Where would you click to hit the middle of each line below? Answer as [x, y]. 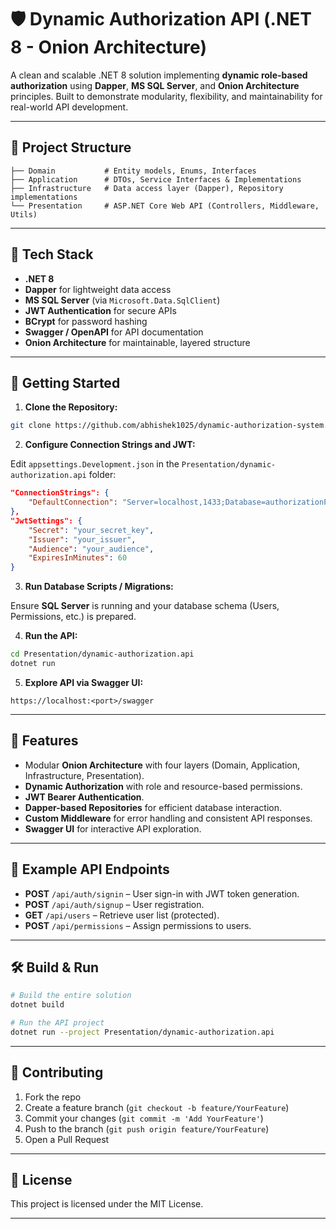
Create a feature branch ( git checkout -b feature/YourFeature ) [157, 1107]
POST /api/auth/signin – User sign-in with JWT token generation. [162, 893]
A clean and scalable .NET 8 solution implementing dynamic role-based [159, 75]
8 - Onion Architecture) [108, 47]
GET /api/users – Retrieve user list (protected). [122, 915]
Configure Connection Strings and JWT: [110, 445]
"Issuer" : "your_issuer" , [82, 539]
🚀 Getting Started [65, 382]
